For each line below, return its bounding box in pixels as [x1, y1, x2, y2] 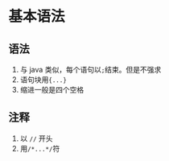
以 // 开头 [19, 134, 53, 143]
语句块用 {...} [19, 75, 67, 85]
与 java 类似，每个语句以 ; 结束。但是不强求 [19, 65, 162, 74]
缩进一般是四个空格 [19, 85, 84, 94]
